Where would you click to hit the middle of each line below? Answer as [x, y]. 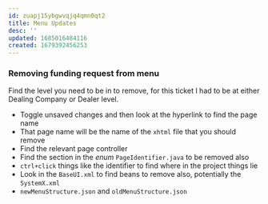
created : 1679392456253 [48, 46]
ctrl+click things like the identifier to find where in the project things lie [139, 166]
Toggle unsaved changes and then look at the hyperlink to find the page [138, 115]
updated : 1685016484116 [48, 38]
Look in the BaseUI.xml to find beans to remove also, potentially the [130, 174]
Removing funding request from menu [84, 74]
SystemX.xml [40, 184]
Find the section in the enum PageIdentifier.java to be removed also [134, 158]
